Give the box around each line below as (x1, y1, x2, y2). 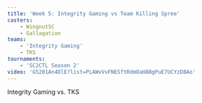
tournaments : (7, 56, 46, 63)
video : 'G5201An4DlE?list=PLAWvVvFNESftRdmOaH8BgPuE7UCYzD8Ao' (7, 68, 196, 75)
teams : (7, 36, 27, 43)
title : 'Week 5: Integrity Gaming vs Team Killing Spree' (7, 10, 180, 17)
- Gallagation (20, 29, 61, 37)
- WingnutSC (20, 23, 55, 30)
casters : (7, 17, 33, 24)
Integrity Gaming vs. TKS (7, 88, 79, 96)
